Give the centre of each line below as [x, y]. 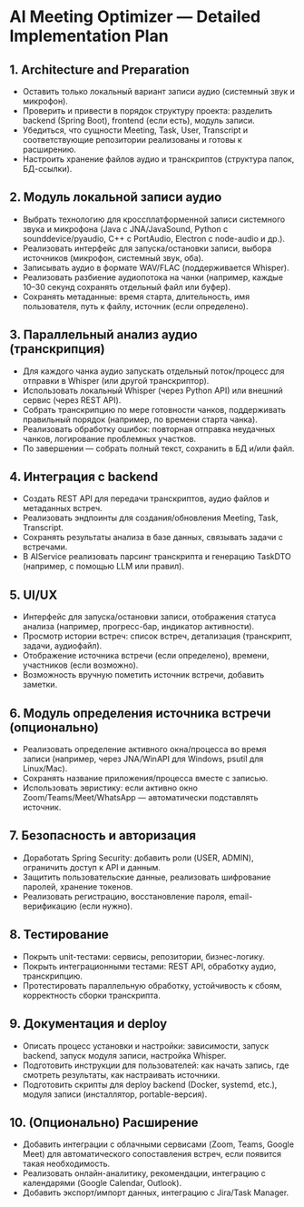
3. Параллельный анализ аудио [103, 335]
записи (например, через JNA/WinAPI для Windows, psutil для [143, 759]
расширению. [49, 149]
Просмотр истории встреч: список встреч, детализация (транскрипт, [157, 636]
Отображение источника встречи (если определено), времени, [146, 656]
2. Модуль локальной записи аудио [116, 197]
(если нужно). [106, 906]
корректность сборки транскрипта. [91, 995]
